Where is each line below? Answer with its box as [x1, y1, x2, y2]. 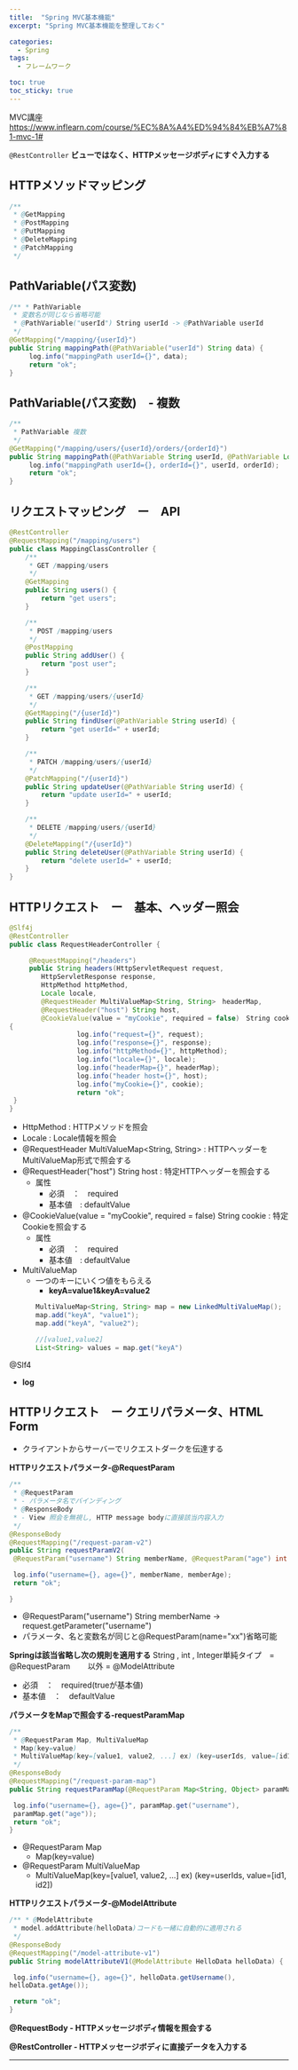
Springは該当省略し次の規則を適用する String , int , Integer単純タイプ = [9, 1649, 275, 1660]
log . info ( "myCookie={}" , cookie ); [76, 1079, 204, 1088]
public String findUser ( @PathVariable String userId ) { [25, 716, 237, 726]
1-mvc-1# [9, 130, 43, 142]
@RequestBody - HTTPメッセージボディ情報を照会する [9, 2023, 213, 2033]
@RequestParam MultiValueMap [21, 1861, 140, 1871]
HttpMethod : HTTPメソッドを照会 [21, 1122, 149, 1133]
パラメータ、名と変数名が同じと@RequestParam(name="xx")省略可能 [21, 1631, 278, 1641]
